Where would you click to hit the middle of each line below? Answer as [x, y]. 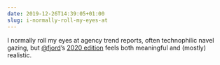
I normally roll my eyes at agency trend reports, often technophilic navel [111, 40]
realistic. [20, 55]
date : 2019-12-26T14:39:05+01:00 [56, 14]
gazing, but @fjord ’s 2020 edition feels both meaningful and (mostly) [107, 48]
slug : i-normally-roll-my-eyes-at [58, 20]
